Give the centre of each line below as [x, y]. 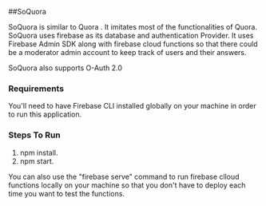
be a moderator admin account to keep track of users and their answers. [127, 52]
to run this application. [45, 114]
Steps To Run [35, 135]
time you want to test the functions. [67, 193]
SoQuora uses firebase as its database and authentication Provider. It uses [131, 36]
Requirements [36, 89]
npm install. [39, 153]
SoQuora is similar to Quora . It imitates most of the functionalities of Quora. [133, 27]
